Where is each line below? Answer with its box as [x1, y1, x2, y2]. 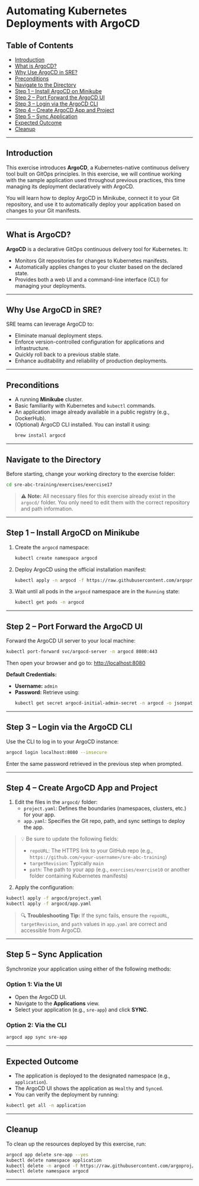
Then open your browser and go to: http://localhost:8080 [6, 659, 146, 666]
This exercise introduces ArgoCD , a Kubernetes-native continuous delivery [6, 164, 190, 171]
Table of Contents [6, 40, 74, 50]
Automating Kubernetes [6, 4, 127, 18]
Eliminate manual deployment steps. [14, 332, 104, 339]
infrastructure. [14, 345, 50, 352]
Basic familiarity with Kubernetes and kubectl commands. [14, 402, 156, 409]
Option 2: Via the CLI [6, 1021, 67, 1029]
